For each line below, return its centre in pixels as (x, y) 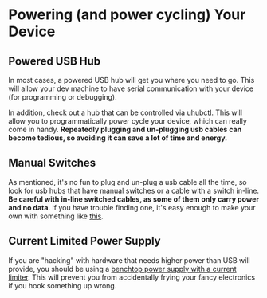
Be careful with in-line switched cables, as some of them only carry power (134, 199)
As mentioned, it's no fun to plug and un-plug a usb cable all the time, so (128, 182)
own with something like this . (56, 216)
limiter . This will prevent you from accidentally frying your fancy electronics (132, 277)
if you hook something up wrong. (63, 285)
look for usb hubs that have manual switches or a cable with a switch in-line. (134, 190)
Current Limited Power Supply (84, 241)
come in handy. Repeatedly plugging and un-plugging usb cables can (125, 129)
